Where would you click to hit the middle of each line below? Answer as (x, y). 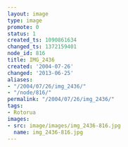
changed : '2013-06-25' (40, 73)
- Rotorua (22, 112)
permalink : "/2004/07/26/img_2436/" (61, 100)
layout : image (28, 14)
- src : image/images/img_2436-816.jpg (64, 125)
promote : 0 (23, 27)
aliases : (20, 80)
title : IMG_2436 (31, 60)
